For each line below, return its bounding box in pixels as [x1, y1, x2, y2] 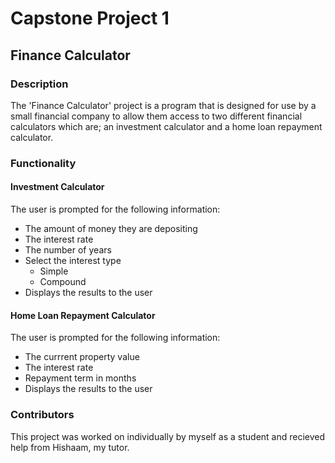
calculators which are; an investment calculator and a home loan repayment [10, 120, 323, 132]
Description [10, 77, 69, 91]
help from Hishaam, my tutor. [10, 441, 130, 453]
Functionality [10, 156, 77, 170]
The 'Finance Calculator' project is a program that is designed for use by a [10, 99, 317, 111]
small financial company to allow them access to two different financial [10, 110, 303, 122]
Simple [39, 265, 69, 277]
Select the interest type [24, 255, 122, 266]
